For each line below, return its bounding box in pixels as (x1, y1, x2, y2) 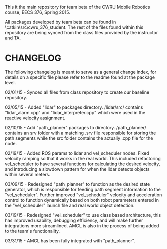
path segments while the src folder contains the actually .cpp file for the (5, 135, 153, 141)
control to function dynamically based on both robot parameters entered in (5, 197, 159, 203)
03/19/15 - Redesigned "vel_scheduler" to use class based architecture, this (5, 212, 161, 218)
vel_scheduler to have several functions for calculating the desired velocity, (5, 161, 160, 167)
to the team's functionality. (5, 228, 60, 234)
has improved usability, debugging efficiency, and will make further (5, 217, 143, 223)
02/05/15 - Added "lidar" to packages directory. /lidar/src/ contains (5, 104, 143, 110)
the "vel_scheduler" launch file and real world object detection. (5, 202, 135, 208)
